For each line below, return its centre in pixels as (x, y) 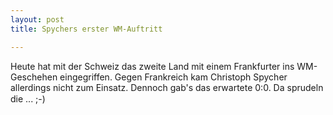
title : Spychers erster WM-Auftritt (86, 29)
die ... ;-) (28, 98)
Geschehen (34, 77)
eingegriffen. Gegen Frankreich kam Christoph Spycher (173, 77)
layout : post (37, 19)
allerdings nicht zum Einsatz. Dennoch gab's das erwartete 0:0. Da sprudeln (167, 87)
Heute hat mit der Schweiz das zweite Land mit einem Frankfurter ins (152, 66)
